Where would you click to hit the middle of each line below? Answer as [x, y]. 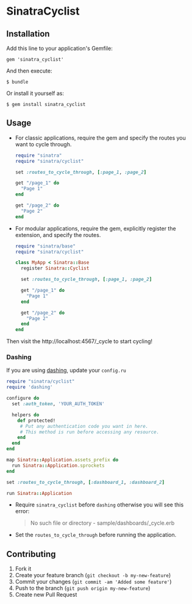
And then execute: [29, 71]
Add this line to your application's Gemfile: [59, 48]
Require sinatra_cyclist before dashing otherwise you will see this [99, 505]
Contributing [31, 554]
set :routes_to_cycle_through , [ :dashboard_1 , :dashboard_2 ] [86, 482]
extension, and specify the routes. [58, 235]
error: [22, 511]
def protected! [37, 421]
